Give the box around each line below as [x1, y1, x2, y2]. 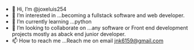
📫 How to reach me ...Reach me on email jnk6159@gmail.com [11, 37, 164, 44]
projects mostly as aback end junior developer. [11, 31, 126, 38]
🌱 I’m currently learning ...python [11, 18, 92, 25]
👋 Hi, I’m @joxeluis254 [11, 6, 67, 12]
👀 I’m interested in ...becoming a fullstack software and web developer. [11, 12, 185, 19]
